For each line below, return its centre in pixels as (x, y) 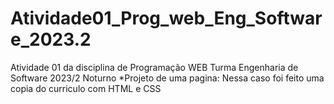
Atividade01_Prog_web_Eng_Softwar (166, 18)
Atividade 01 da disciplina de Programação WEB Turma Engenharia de (154, 67)
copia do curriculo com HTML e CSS (86, 88)
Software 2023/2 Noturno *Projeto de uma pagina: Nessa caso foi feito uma (167, 78)
